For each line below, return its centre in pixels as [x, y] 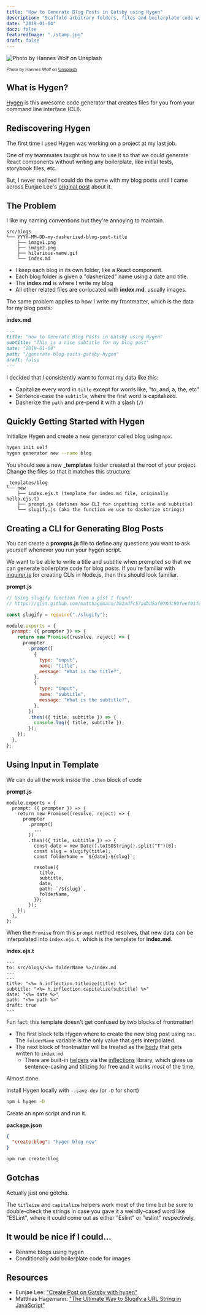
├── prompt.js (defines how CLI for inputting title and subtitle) [105, 504]
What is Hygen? [37, 88]
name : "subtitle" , [63, 695]
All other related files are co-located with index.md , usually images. [101, 290]
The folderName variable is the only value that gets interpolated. [95, 1040]
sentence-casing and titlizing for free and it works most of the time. [109, 1066]
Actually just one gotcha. [38, 1193]
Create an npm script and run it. [47, 1113]
